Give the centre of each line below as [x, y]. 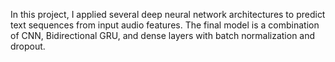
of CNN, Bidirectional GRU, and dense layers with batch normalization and [163, 35]
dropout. [28, 46]
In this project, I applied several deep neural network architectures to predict [168, 14]
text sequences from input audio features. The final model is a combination [165, 25]
